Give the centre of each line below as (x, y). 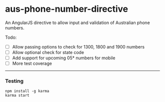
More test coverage (32, 64)
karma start (17, 96)
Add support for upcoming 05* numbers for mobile (64, 58)
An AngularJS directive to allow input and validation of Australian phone (78, 23)
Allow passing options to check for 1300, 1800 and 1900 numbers (78, 47)
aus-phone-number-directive (67, 9)
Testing (14, 81)
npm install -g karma (27, 91)
